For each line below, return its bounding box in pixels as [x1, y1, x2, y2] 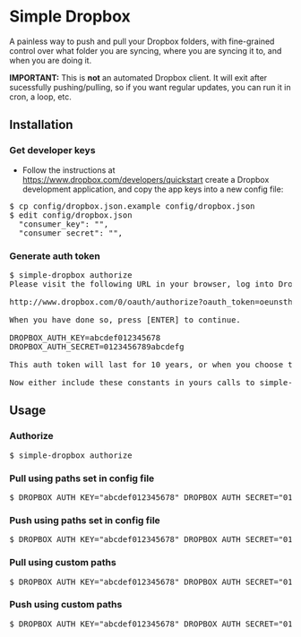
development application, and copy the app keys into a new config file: [21, 184, 284, 194]
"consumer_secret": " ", [18, 228, 124, 238]
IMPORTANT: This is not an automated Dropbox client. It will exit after [9, 72, 268, 82]
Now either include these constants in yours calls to [9, 377, 255, 387]
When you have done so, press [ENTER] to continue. [9, 314, 242, 324]
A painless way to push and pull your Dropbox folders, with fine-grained [9, 36, 275, 47]
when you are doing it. [9, 55, 92, 65]
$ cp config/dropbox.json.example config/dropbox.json [9, 201, 255, 211]
